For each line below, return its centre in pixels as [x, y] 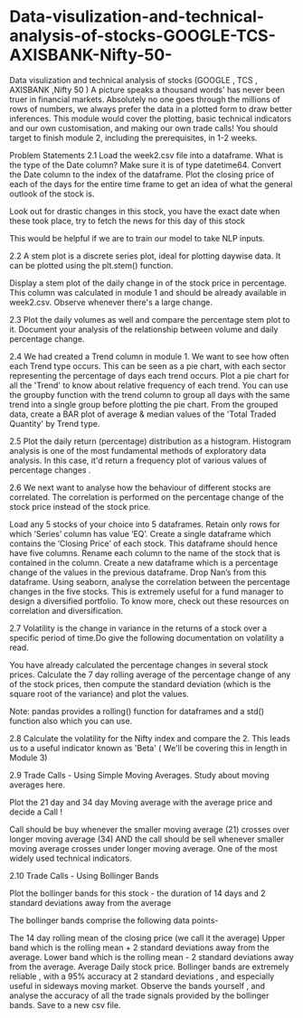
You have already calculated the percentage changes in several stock [139, 665]
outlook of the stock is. [52, 193]
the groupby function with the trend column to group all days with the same [150, 394]
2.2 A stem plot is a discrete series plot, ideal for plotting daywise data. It [145, 256]
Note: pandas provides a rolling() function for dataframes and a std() [137, 711]
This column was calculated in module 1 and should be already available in [148, 292]
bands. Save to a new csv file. [65, 1004]
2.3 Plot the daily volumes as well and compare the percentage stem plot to [150, 319]
